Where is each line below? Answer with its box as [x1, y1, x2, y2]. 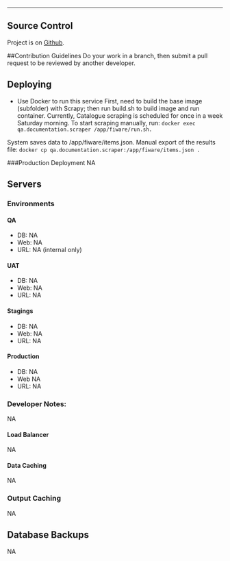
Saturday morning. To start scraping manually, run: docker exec [16, 119, 196, 127]
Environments [7, 199, 55, 208]
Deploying [7, 79, 52, 90]
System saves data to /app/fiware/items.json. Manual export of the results [7, 138, 216, 146]
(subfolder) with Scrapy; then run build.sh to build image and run [16, 104, 200, 112]
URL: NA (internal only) [16, 246, 82, 254]
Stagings [7, 306, 34, 315]
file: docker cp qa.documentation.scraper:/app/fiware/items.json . [7, 145, 201, 153]
